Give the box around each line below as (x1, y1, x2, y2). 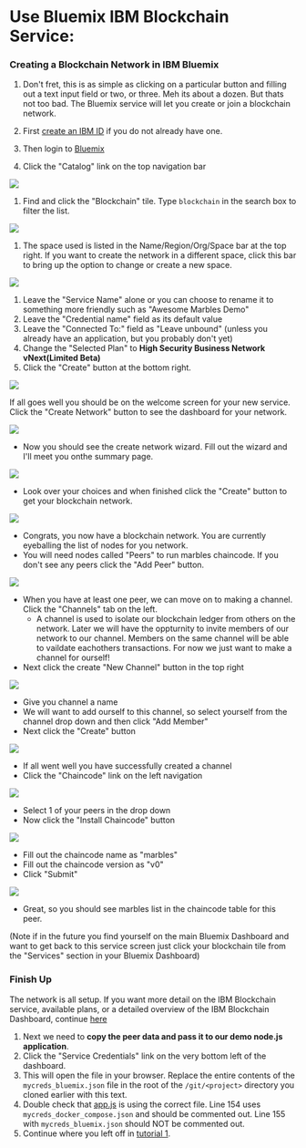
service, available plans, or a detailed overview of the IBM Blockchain (9, 1003, 270, 1014)
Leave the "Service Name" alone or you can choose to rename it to (22, 295, 274, 305)
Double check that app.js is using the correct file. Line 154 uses (22, 1099, 261, 1110)
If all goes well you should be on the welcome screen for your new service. (9, 397, 291, 408)
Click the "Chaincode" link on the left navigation (22, 771, 203, 781)
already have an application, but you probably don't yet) (22, 333, 234, 344)
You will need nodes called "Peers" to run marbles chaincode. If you (22, 550, 280, 561)
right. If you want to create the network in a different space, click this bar (22, 250, 297, 261)
